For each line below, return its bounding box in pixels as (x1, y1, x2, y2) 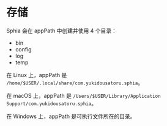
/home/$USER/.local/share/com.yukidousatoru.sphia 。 (6, 79, 144, 86)
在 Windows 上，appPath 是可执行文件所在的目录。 (6, 113, 136, 120)
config (15, 45, 32, 53)
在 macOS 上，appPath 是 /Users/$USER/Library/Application (6, 92, 161, 99)
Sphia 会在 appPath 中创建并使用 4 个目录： (6, 27, 117, 34)
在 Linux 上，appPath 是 (6, 71, 67, 78)
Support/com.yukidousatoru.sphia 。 (6, 99, 97, 107)
